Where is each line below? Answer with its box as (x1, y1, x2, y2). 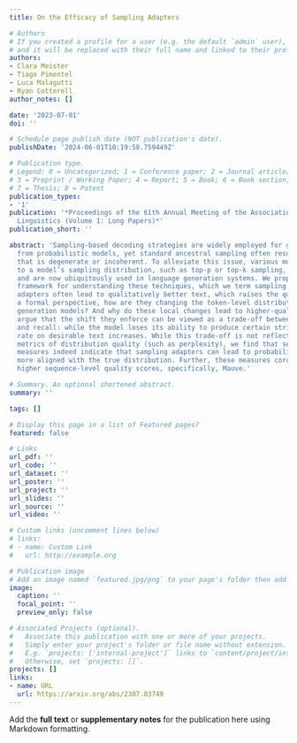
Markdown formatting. (9, 723, 90, 734)
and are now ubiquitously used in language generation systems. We (17, 273, 271, 283)
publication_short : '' (9, 225, 93, 234)
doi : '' (9, 119, 38, 128)
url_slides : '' (9, 494, 65, 502)
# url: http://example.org (9, 550, 117, 560)
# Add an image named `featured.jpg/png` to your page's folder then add (9, 575, 287, 584)
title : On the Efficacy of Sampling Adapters (9, 12, 179, 22)
